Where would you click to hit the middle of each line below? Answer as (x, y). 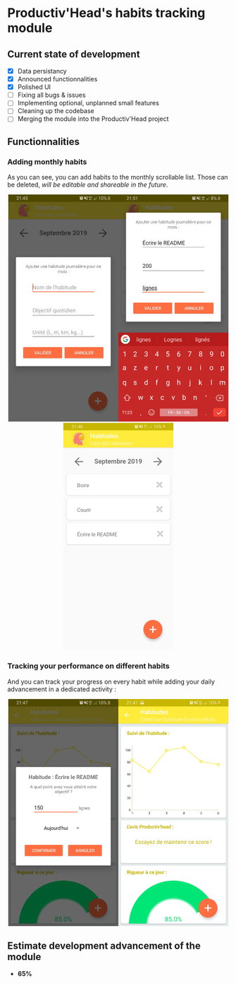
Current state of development (74, 54)
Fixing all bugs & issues (51, 95)
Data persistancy (42, 71)
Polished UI (34, 87)
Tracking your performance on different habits (89, 666)
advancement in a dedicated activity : (62, 689)
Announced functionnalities (57, 79)
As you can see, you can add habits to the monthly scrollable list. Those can (118, 177)
